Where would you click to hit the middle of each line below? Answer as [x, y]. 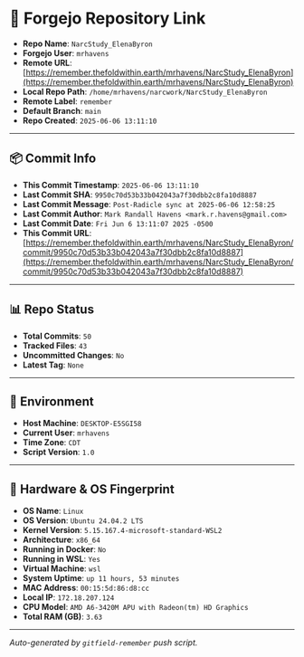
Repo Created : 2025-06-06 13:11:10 [90, 120]
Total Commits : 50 [57, 336]
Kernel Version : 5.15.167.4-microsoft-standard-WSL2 [122, 530]
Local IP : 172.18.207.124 [68, 597]
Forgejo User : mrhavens [66, 52]
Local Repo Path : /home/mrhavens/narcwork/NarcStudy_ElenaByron [145, 91]
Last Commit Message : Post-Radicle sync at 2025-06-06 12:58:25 [149, 204]
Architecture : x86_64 [62, 540]
